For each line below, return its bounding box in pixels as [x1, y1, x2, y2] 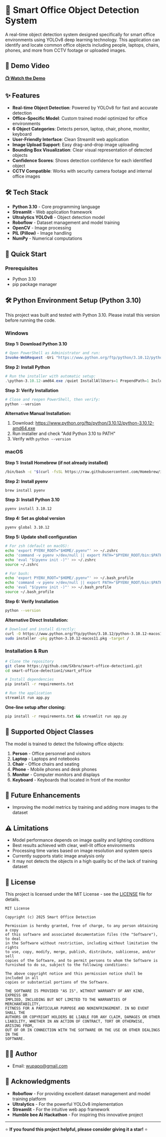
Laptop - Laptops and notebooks [12, 756, 80, 762]
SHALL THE [5, 1010, 26, 1015]
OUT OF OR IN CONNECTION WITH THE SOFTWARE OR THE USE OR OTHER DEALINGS [5, 1028, 161, 1033]
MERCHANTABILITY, [5, 1001, 41, 1007]
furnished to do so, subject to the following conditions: [5, 963, 129, 968]
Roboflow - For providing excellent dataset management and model [12, 1090, 151, 1096]
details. [5, 896, 20, 903]
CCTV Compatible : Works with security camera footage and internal [12, 168, 152, 174]
